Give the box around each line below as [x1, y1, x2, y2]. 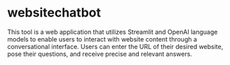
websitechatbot [7, 5, 102, 21]
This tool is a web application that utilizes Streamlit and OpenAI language [7, 28, 218, 36]
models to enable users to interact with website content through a [7, 35, 198, 43]
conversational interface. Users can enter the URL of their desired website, [7, 42, 224, 50]
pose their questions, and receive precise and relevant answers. [7, 50, 193, 58]
